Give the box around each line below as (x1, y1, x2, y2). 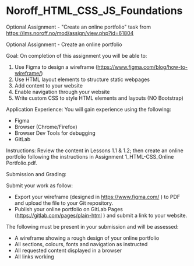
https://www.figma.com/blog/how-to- (97, 63, 188, 71)
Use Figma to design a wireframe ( (14, 63, 98, 71)
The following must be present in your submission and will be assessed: (6, 223, 179, 230)
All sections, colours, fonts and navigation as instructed (14, 240, 148, 247)
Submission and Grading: (6, 170, 67, 177)
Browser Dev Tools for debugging (14, 129, 96, 136)
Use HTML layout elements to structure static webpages (14, 76, 150, 83)
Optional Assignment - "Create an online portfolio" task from (6, 23, 151, 30)
